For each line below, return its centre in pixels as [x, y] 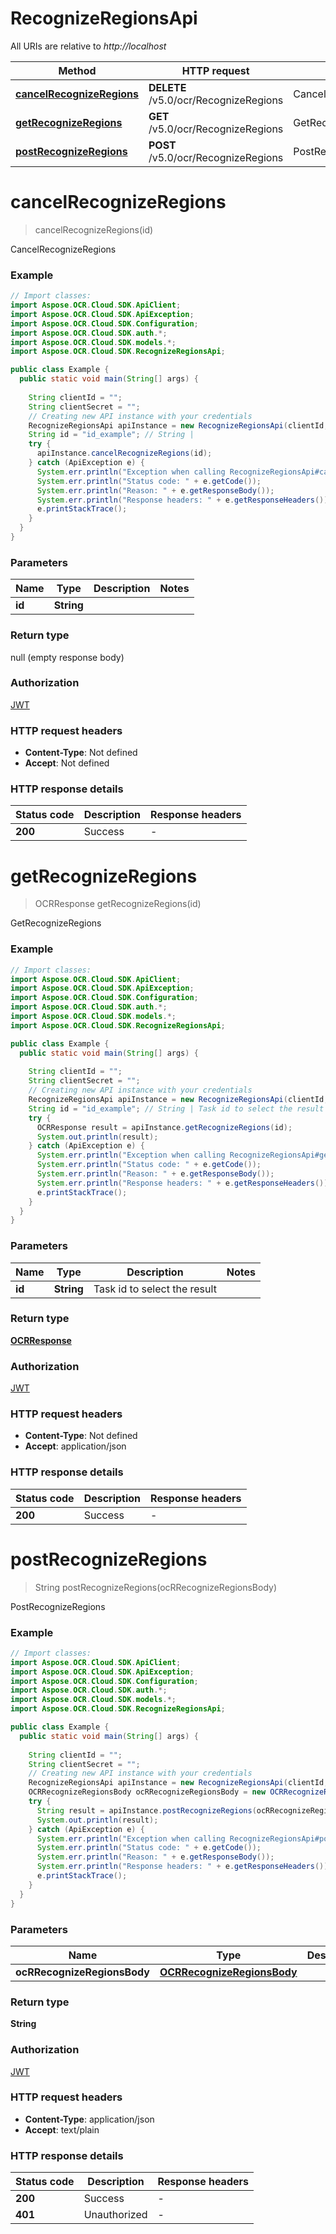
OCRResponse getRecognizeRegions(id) [118, 904]
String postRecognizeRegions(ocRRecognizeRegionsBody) [155, 1587]
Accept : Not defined [67, 763]
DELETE [167, 87]
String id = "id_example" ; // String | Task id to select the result [176, 1108]
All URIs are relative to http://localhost [88, 46]
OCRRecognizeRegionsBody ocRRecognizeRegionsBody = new [147, 1792]
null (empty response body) [67, 657]
